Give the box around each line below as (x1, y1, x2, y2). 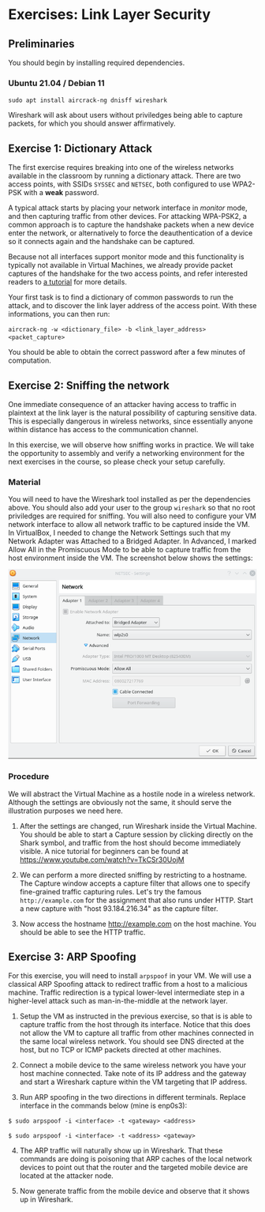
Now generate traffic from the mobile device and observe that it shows (19, 1187, 250, 1196)
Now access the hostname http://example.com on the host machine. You (19, 919, 256, 928)
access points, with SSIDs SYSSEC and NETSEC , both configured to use (8, 179, 231, 189)
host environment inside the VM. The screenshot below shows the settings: (8, 553, 253, 563)
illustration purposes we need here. (8, 806, 124, 815)
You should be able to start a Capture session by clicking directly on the (19, 830, 254, 839)
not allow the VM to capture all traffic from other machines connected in (19, 1029, 254, 1038)
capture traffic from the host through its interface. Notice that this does (19, 1020, 251, 1029)
